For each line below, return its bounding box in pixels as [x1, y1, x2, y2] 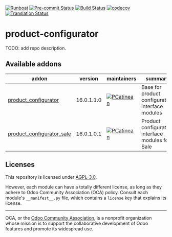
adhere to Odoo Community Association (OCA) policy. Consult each [5, 189, 148, 195]
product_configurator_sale [8, 130, 71, 137]
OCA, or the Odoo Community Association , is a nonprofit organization [5, 215, 152, 221]
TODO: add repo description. [5, 45, 67, 51]
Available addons [5, 60, 62, 68]
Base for [141, 83, 162, 90]
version [79, 75, 98, 82]
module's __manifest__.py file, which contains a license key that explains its [5, 195, 167, 201]
